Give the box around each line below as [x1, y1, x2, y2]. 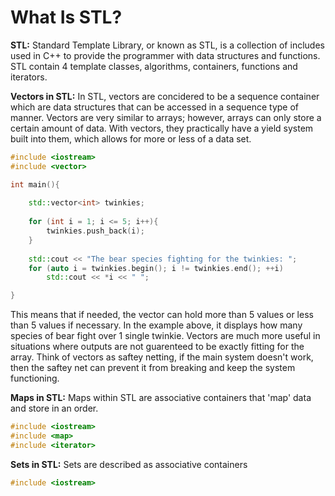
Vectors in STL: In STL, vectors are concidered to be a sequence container [10, 90, 320, 102]
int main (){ [10, 179, 60, 190]
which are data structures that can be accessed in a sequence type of [10, 101, 300, 113]
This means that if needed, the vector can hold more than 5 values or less [10, 309, 314, 321]
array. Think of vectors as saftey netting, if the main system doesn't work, [10, 351, 314, 363]
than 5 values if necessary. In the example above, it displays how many [10, 319, 303, 331]
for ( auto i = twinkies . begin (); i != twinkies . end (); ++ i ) [28, 263, 284, 273]
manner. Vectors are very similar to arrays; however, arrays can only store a [10, 111, 322, 123]
